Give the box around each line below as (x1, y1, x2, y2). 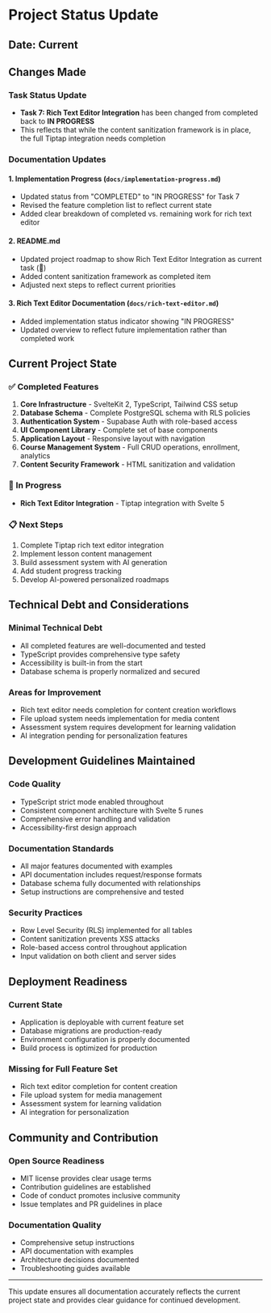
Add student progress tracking (19, 566, 123, 576)
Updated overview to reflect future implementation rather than (19, 325, 227, 335)
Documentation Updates (8, 154, 106, 165)
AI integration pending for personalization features (19, 731, 188, 741)
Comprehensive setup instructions (19, 1238, 135, 1248)
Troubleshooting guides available (19, 1264, 131, 1273)
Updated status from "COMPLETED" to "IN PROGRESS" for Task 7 (19, 192, 240, 201)
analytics (19, 451, 51, 461)
